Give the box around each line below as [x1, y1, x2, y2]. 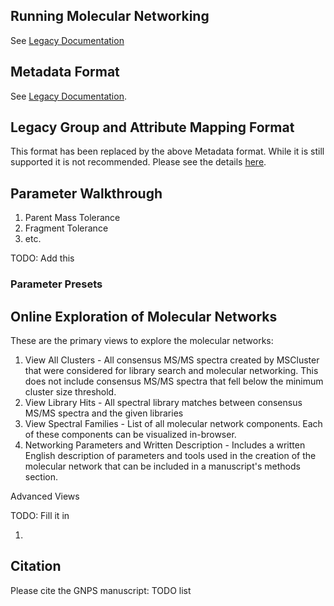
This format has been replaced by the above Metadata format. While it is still [10, 145, 325, 158]
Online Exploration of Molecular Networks [10, 308, 278, 325]
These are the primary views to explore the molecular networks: [10, 334, 274, 346]
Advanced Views [10, 490, 80, 502]
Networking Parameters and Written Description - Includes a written [24, 439, 306, 451]
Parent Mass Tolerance [24, 212, 121, 224]
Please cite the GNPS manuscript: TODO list [10, 584, 192, 596]
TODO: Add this [10, 252, 75, 264]
